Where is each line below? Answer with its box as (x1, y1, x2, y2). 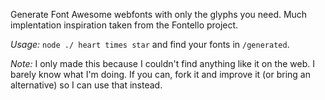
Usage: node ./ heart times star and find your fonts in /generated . (10, 39, 290, 50)
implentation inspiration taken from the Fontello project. (10, 19, 239, 31)
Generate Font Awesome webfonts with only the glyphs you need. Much (10, 9, 308, 20)
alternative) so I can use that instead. (10, 79, 163, 91)
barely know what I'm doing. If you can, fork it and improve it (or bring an (10, 69, 311, 80)
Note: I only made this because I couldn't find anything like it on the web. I (10, 58, 316, 69)
